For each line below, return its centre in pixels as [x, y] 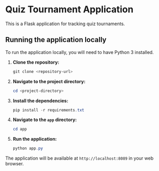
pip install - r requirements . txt [48, 110]
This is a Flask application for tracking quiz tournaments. [65, 24]
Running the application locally [56, 40]
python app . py [28, 148]
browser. [15, 164]
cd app [20, 129]
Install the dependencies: [40, 101]
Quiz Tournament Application [69, 9]
